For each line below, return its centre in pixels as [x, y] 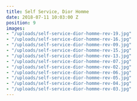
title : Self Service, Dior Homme [48, 12]
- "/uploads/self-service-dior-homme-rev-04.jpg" [69, 84]
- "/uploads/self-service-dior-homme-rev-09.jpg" [69, 45]
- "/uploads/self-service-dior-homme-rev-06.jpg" [69, 72]
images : [16, 28]
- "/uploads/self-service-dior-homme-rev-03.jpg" [69, 89]
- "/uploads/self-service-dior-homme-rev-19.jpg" [69, 34]
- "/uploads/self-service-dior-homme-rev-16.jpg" [69, 39]
